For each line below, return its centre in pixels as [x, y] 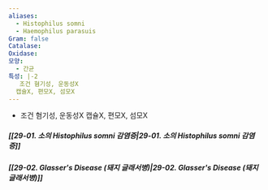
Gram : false [28, 39]
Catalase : [25, 46]
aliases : [23, 16]
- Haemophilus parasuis [56, 31]
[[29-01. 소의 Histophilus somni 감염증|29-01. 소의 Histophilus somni [124, 136]
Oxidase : [23, 54]
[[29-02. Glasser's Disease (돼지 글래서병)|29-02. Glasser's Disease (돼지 [133, 168]
